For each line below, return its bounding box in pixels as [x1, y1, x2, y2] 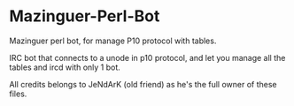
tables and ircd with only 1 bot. [9, 62, 121, 72]
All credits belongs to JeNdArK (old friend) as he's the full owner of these [9, 79, 277, 89]
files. [9, 88, 27, 99]
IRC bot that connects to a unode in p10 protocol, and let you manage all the [9, 52, 286, 63]
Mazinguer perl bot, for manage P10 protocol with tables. [9, 35, 217, 46]
